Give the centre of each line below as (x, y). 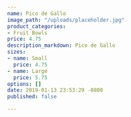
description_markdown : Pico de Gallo (61, 45)
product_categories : (37, 26)
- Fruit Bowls (28, 33)
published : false (32, 97)
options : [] (24, 84)
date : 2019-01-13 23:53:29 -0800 (55, 90)
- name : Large (28, 71)
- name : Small (28, 58)
